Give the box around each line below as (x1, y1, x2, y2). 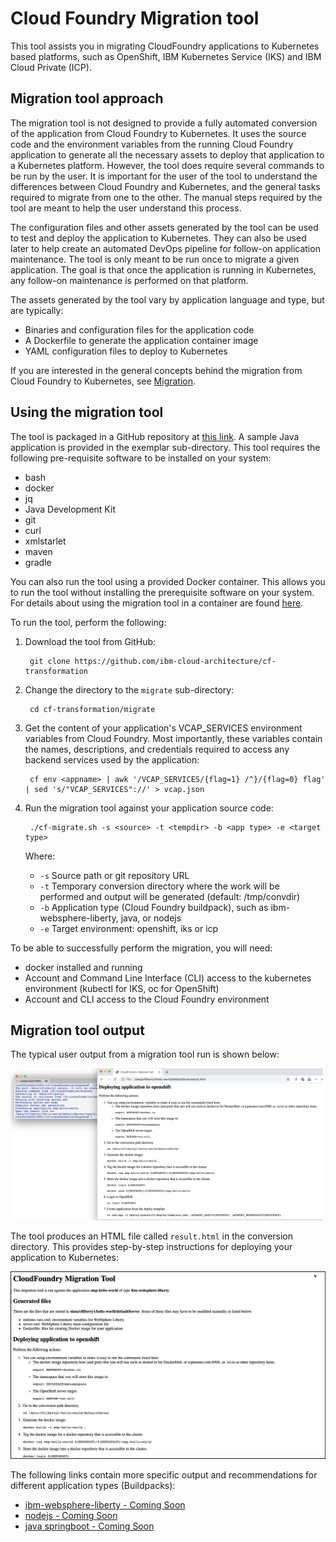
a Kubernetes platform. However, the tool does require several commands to (10, 159, 325, 171)
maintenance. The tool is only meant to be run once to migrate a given (10, 253, 300, 265)
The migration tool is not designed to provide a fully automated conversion (10, 117, 318, 129)
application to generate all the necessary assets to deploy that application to (10, 148, 325, 161)
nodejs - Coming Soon (24, 1510, 118, 1522)
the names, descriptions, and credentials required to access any (24, 743, 290, 755)
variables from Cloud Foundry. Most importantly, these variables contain (24, 732, 323, 744)
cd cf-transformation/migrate (29, 704, 156, 714)
